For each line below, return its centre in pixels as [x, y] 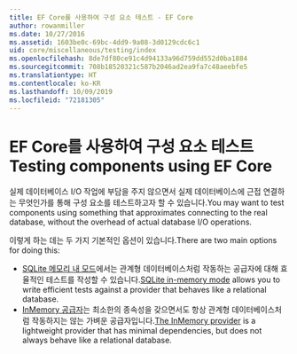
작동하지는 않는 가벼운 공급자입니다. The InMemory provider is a [144, 321]
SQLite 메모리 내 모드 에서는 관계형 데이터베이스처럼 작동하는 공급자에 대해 [150, 269]
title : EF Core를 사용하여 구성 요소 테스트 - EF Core [101, 17]
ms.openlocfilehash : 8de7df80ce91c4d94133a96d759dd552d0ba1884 [129, 59]
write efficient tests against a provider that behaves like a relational [145, 290]
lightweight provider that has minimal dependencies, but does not [142, 331]
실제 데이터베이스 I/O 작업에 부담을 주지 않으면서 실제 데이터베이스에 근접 [135, 192]
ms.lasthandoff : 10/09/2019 [61, 91]
